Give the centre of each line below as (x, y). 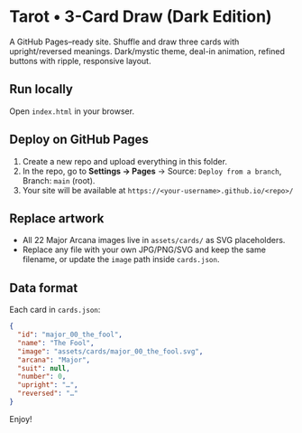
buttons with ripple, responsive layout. (80, 61)
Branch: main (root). (59, 180)
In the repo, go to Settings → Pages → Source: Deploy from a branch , (152, 171)
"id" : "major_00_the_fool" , (70, 335)
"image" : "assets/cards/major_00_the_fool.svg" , (110, 351)
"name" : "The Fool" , (56, 343)
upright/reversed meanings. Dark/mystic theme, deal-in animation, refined (147, 51)
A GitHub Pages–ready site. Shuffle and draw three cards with (124, 42)
